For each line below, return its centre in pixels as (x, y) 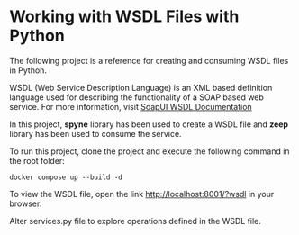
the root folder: (37, 160)
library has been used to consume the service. (95, 133)
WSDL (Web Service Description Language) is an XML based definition (141, 87)
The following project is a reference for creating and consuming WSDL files (149, 60)
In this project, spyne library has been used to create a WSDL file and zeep (149, 124)
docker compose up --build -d (66, 177)
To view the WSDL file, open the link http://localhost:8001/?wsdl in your (142, 194)
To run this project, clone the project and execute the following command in (149, 151)
